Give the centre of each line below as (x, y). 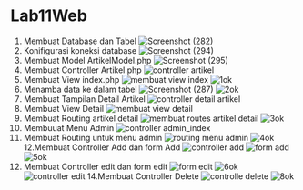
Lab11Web (49, 16)
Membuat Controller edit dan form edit (96, 166)
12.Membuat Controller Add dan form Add (102, 147)
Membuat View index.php (71, 79)
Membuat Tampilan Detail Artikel (85, 99)
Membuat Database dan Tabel (80, 41)
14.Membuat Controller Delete (143, 176)
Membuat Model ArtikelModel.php (87, 60)
